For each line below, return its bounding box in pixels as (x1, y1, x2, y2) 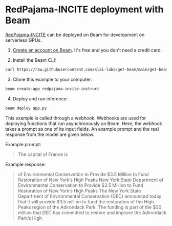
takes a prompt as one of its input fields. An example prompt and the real (5, 126, 159, 132)
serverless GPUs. (5, 37, 42, 43)
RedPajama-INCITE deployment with (5, 4, 164, 15)
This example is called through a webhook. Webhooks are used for (5, 115, 146, 121)
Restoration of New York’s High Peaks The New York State (17, 187, 141, 194)
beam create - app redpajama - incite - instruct (5, 86, 100, 91)
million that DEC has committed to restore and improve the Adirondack (17, 210, 167, 216)
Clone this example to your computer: (12, 76, 93, 82)
